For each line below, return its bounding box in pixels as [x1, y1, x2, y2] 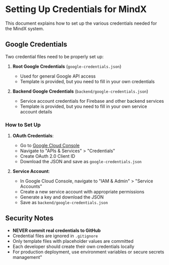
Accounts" [20, 183, 42, 189]
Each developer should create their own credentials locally [12, 243, 135, 249]
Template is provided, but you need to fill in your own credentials [20, 78, 155, 84]
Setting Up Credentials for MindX [5, 4, 147, 15]
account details [20, 108, 52, 114]
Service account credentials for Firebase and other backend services [20, 98, 164, 104]
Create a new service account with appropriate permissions [20, 189, 145, 195]
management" [12, 254, 42, 260]
